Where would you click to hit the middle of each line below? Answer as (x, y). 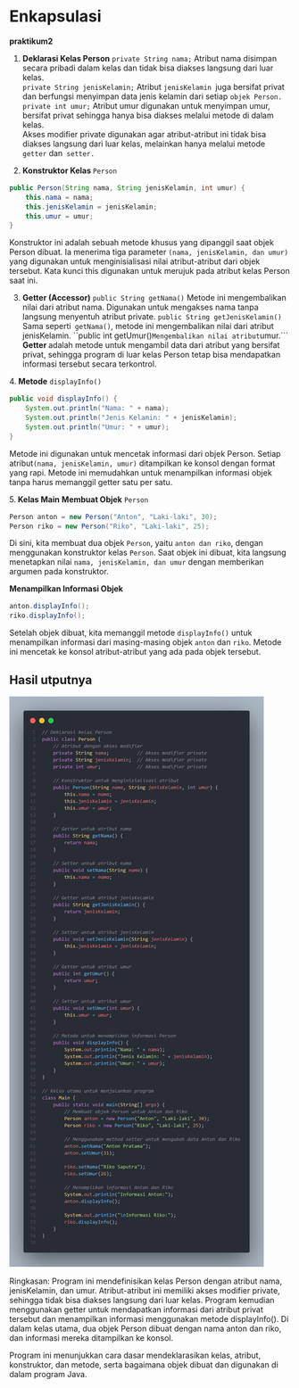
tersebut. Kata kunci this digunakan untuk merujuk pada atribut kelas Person (149, 271)
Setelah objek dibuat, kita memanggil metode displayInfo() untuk (131, 633)
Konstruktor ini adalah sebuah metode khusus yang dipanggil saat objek (142, 243)
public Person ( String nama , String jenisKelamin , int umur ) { (127, 188)
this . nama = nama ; (59, 197)
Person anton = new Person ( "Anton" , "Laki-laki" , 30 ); (113, 516)
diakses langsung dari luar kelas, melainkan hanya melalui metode (144, 144)
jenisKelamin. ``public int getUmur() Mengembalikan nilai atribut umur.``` (155, 335)
